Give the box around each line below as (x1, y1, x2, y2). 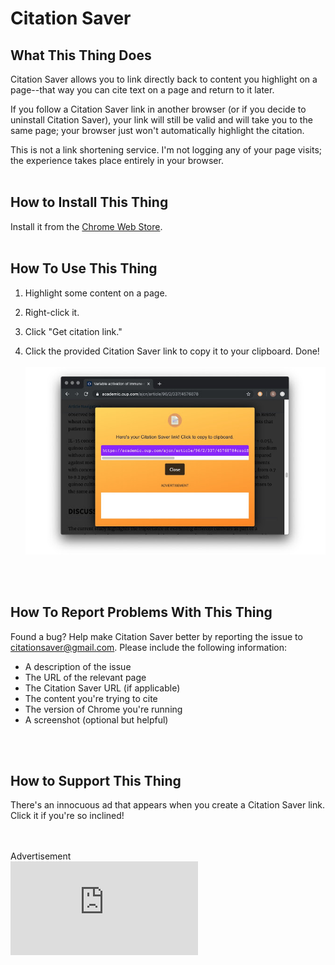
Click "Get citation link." (24, 325, 123, 337)
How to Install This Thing (10, 194, 169, 211)
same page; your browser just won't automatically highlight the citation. (10, 125, 305, 136)
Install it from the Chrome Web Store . (10, 220, 163, 232)
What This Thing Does (10, 47, 152, 64)
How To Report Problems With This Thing (10, 604, 273, 621)
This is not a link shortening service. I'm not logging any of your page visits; (10, 144, 323, 156)
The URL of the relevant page (24, 671, 147, 683)
